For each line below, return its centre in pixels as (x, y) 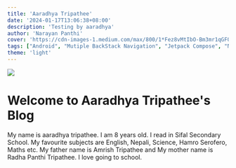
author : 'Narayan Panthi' (45, 33)
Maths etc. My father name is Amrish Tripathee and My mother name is (110, 149)
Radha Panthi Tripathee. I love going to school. (75, 157)
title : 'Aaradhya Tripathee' (50, 14)
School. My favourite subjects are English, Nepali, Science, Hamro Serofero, (117, 142)
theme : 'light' (29, 53)
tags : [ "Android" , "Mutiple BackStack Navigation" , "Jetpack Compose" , (114, 46)
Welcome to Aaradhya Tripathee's (109, 100)
